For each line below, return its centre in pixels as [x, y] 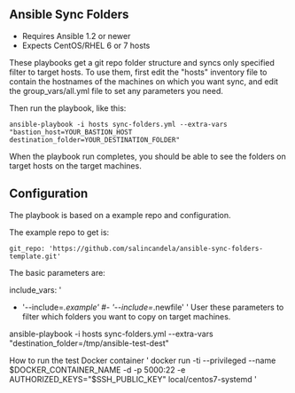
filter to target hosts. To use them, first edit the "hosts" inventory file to [138, 72]
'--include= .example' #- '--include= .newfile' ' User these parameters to [153, 307]
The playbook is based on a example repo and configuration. [120, 215]
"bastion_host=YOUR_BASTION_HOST [71, 132]
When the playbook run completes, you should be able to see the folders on [147, 156]
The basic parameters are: [58, 272]
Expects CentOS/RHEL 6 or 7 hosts [86, 45]
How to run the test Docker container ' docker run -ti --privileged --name [143, 360]
